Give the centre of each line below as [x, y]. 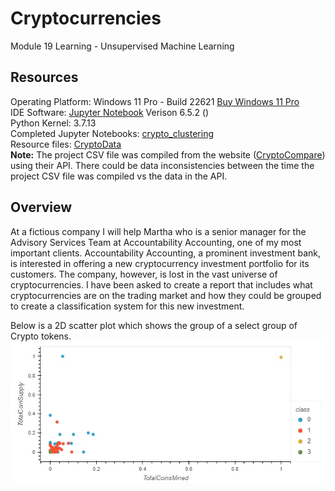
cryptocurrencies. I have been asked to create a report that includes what [161, 284]
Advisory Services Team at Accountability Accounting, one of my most [156, 242]
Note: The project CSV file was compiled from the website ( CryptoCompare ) [168, 154]
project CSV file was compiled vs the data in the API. [119, 176]
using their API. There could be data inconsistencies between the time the [162, 165]
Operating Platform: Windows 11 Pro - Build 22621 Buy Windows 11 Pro [155, 101]
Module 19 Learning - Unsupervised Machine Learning [122, 46]
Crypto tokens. [41, 336]
